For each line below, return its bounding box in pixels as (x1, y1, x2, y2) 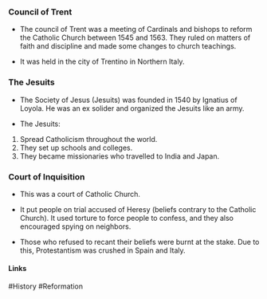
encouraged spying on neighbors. (19, 222, 132, 231)
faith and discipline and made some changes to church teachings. (19, 41, 237, 51)
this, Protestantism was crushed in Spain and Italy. (19, 246, 186, 255)
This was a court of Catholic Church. (19, 189, 141, 199)
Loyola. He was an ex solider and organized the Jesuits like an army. (19, 103, 245, 113)
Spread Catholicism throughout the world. (19, 134, 158, 144)
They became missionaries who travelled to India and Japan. (19, 151, 220, 161)
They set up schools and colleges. (19, 143, 133, 152)
